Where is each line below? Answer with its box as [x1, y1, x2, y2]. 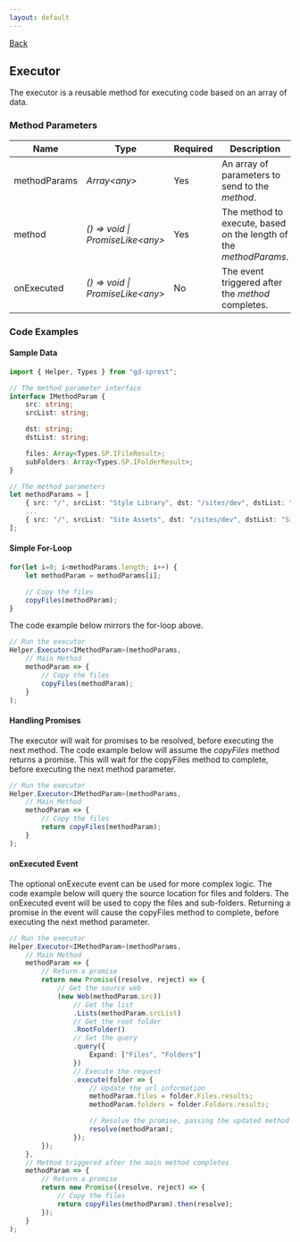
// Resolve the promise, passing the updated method [88, 1117, 290, 1126]
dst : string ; [25, 424, 74, 434]
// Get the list [72, 1000, 134, 1009]
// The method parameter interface [9, 383, 142, 392]
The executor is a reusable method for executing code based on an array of [9, 87, 287, 99]
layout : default [9, 13, 70, 22]
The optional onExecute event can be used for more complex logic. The [9, 878, 272, 889]
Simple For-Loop [9, 543, 73, 553]
